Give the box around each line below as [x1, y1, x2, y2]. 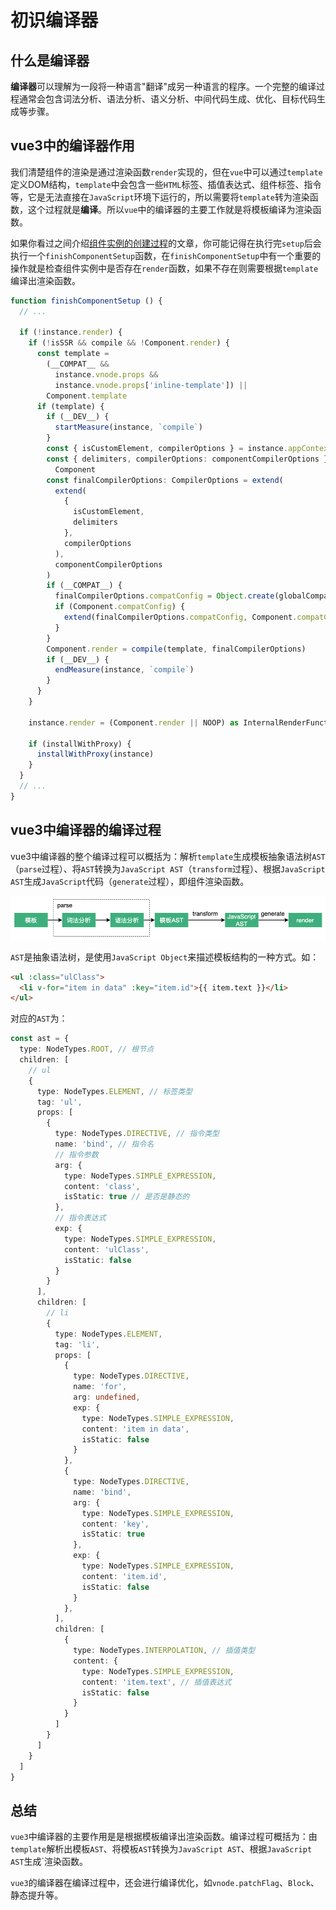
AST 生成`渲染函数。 [10, 1856, 89, 1868]
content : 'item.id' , [81, 1571, 168, 1581]
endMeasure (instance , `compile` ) [54, 665, 195, 675]
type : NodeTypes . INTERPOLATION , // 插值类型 [73, 1646, 256, 1656]
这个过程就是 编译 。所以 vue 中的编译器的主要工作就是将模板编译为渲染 [27, 203, 313, 215]
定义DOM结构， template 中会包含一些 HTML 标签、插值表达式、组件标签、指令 [10, 178, 322, 190]
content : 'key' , [81, 1519, 150, 1529]
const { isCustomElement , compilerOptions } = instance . [46, 444, 288, 454]
